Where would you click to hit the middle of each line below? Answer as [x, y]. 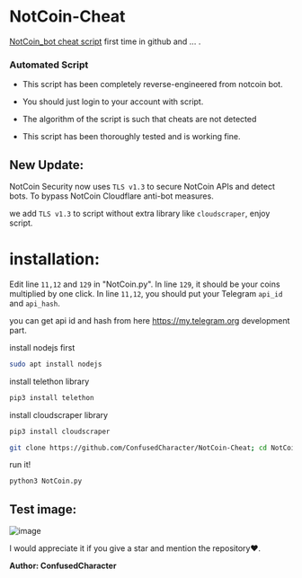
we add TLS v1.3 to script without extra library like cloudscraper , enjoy [140, 214]
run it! [20, 465]
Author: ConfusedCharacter [63, 566]
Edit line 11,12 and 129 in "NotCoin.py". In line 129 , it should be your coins [145, 284]
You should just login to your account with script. [113, 102]
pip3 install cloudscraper [60, 431]
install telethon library [49, 381]
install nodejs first [42, 347]
